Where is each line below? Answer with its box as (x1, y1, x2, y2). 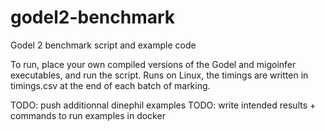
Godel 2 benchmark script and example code (10, 39, 197, 51)
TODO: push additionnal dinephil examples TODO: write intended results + (10, 99, 317, 111)
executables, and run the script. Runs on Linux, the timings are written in (10, 69, 309, 81)
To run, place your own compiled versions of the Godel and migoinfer (10, 58, 297, 70)
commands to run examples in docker (10, 109, 166, 121)
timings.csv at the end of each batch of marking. (10, 79, 211, 91)
